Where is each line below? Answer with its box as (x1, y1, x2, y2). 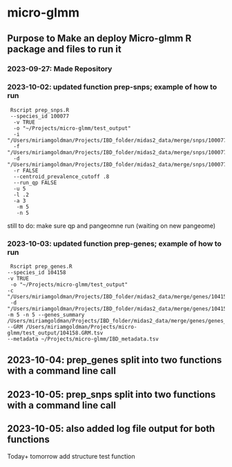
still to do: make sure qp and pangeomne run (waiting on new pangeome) (7, 221, 216, 229)
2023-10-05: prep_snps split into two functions (7, 388, 216, 400)
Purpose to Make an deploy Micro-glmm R (7, 32, 192, 44)
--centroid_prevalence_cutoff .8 (13, 173, 110, 180)
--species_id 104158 (7, 269, 67, 276)
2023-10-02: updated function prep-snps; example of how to (7, 82, 217, 92)
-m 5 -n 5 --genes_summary (7, 312, 85, 318)
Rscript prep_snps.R (10, 106, 70, 113)
